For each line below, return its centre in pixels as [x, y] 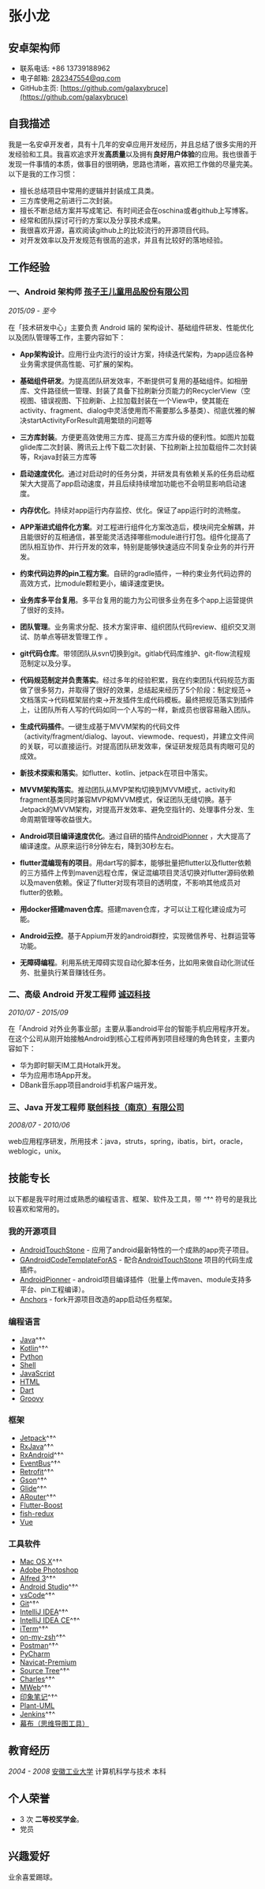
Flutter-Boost [41, 1505]
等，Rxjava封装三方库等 [58, 457]
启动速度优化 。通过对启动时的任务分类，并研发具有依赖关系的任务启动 [134, 473]
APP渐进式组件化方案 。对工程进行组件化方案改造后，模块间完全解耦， [134, 527]
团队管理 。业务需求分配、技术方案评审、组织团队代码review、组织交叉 [134, 627]
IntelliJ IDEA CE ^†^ [50, 1620]
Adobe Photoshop [49, 1570]
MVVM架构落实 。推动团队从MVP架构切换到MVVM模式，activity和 [127, 789]
